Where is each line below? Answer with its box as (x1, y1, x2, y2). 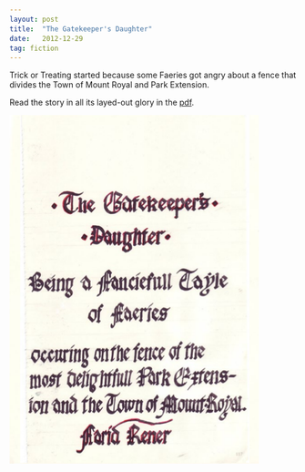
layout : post (9, 15, 59, 24)
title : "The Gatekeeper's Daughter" (9, 24, 153, 34)
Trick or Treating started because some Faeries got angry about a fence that (9, 69, 297, 81)
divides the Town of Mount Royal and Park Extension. (9, 79, 209, 90)
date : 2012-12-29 (9, 34, 84, 43)
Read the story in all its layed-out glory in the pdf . (9, 97, 195, 108)
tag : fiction (9, 44, 59, 53)
